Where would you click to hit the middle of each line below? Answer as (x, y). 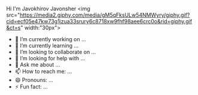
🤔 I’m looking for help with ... (50, 58)
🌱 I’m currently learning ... (47, 45)
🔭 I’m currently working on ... (50, 39)
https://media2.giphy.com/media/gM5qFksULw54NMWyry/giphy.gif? (105, 15)
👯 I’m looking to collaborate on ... (55, 52)
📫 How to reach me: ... (43, 71)
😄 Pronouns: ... (34, 80)
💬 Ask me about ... (37, 65)
